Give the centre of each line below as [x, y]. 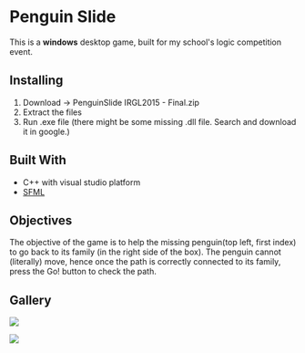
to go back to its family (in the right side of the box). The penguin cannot [146, 252]
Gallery [30, 300]
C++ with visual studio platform [81, 182]
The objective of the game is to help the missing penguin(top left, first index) [153, 243]
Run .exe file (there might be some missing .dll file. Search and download [159, 121]
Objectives [41, 220]
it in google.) [46, 131]
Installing [36, 81]
